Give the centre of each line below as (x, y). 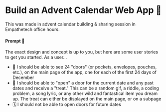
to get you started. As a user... (36, 57)
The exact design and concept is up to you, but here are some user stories (82, 52)
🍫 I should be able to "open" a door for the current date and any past (83, 83)
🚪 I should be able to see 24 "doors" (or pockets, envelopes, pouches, (84, 67)
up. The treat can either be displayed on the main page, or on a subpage (87, 99)
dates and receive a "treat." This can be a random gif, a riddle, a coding (86, 88)
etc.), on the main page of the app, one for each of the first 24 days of (84, 72)
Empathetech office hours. (32, 29)
